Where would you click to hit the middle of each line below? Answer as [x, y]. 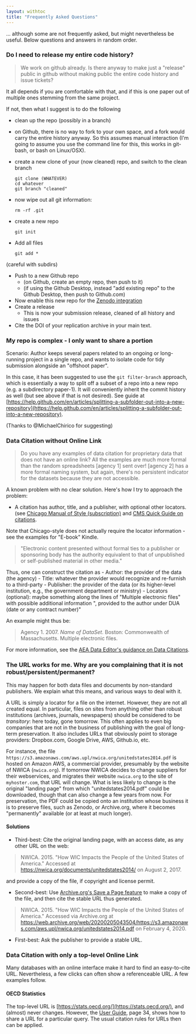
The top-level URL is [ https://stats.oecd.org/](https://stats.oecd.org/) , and [95, 1007]
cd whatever [29, 184]
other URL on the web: [42, 846]
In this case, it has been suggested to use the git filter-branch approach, [97, 377]
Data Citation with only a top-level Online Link [72, 955]
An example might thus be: [38, 621]
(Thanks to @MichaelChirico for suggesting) [59, 426]
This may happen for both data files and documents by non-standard [89, 685]
